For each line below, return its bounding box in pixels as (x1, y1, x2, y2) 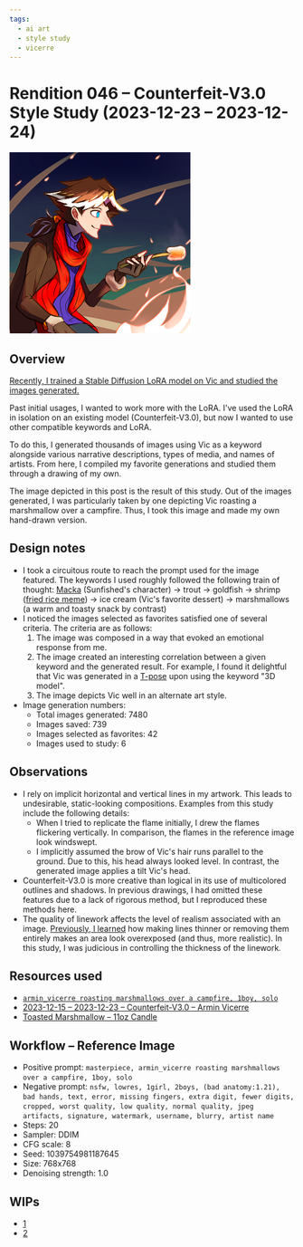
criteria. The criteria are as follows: (22, 622, 153, 633)
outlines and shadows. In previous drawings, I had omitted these (22, 884, 263, 896)
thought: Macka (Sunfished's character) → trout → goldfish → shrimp (22, 584, 281, 595)
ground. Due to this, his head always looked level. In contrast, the (35, 856, 279, 867)
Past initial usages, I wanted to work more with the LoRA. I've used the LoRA (9, 403, 294, 413)
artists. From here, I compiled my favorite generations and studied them (9, 458, 276, 469)
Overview (9, 351, 66, 367)
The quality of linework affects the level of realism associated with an (22, 913, 281, 924)
